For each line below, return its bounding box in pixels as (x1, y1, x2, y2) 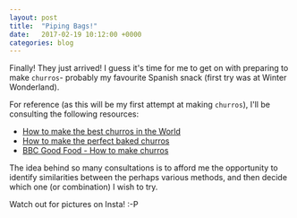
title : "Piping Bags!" (9, 22, 98, 31)
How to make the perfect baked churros (21, 135, 170, 146)
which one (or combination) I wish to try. (9, 181, 158, 193)
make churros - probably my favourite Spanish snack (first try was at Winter (9, 73, 287, 83)
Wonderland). (9, 82, 60, 92)
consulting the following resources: (9, 109, 140, 119)
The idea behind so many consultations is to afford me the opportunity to (9, 162, 279, 173)
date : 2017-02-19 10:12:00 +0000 (9, 30, 142, 39)
